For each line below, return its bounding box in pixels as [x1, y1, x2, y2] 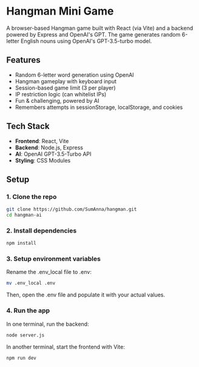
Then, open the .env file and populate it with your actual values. [6, 291, 166, 299]
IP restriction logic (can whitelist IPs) [15, 90, 107, 98]
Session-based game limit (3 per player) [15, 84, 116, 91]
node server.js [6, 332, 45, 338]
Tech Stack [6, 121, 50, 131]
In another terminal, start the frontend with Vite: [6, 343, 126, 351]
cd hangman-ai [6, 212, 42, 218]
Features [6, 55, 41, 65]
